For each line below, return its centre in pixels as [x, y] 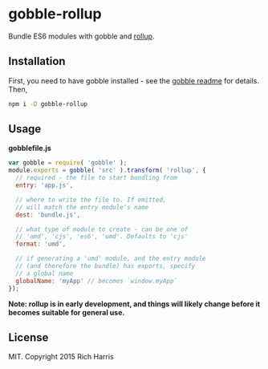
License [28, 337]
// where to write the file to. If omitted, [91, 200]
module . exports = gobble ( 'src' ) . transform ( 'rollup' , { [107, 170]
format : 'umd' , [41, 244]
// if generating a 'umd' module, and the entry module [111, 259]
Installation [37, 61]
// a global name [45, 274]
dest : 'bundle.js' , [48, 215]
